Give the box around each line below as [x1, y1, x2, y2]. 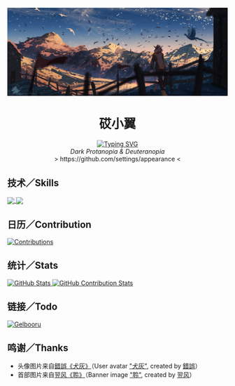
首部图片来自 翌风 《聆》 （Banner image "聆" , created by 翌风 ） [17, 371, 196, 379]
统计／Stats [7, 260, 59, 272]
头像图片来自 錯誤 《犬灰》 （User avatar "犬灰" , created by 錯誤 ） [17, 362, 201, 371]
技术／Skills [7, 177, 59, 189]
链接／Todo [7, 301, 58, 313]
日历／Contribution [7, 218, 92, 230]
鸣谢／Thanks [7, 342, 69, 354]
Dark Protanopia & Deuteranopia [70, 147, 165, 156]
